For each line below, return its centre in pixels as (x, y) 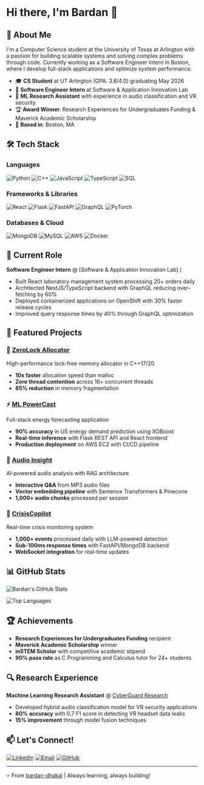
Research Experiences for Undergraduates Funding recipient (93, 639)
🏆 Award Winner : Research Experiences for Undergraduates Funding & (105, 109)
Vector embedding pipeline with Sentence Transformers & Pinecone (101, 492)
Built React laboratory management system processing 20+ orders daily (105, 281)
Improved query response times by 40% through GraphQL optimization (104, 314)
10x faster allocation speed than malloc (64, 375)
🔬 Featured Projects (44, 333)
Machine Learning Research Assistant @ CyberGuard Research (87, 696)
